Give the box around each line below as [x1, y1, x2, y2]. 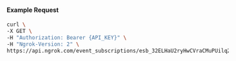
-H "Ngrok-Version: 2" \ [6, 41, 80, 48]
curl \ [6, 21, 26, 28]
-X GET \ [6, 28, 32, 35]
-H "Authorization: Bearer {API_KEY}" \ [6, 34, 128, 41]
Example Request [6, 6, 59, 14]
